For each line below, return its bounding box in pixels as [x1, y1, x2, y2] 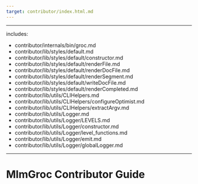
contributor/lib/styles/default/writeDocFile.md [14, 79, 126, 86]
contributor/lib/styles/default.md [14, 48, 94, 55]
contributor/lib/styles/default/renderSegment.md [14, 73, 134, 80]
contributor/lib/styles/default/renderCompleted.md [14, 85, 138, 92]
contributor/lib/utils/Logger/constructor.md [14, 123, 119, 130]
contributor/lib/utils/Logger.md [14, 110, 90, 118]
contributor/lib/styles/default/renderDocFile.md [14, 66, 130, 73]
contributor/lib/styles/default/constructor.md [14, 54, 124, 61]
